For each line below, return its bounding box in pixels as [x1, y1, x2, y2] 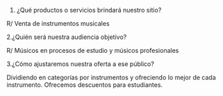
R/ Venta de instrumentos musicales [6, 19, 110, 27]
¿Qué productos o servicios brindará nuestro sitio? [16, 6, 162, 14]
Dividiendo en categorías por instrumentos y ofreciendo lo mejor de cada [6, 73, 216, 81]
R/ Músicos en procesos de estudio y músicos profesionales [6, 47, 179, 54]
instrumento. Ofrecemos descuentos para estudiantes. [6, 81, 163, 89]
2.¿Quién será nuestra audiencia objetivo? [6, 33, 127, 41]
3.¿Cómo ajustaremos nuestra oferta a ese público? [6, 60, 154, 68]
